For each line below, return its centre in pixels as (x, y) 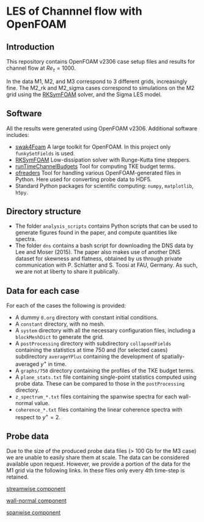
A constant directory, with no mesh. (60, 324)
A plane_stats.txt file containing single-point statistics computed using (106, 377)
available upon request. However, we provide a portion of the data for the (98, 464)
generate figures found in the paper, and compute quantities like (96, 233)
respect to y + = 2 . (38, 416)
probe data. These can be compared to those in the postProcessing (100, 383)
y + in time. (54, 364)
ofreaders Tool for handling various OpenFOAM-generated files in (98, 173)
